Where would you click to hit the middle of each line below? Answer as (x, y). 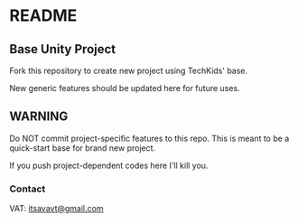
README (43, 16)
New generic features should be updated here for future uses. (125, 88)
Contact (28, 189)
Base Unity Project (63, 49)
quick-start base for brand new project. (83, 148)
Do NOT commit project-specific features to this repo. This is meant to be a (149, 138)
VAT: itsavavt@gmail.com (56, 209)
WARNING (39, 117)
